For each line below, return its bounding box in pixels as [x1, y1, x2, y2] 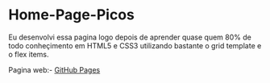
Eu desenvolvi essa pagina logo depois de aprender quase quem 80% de [8, 32, 251, 42]
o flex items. [8, 49, 50, 59]
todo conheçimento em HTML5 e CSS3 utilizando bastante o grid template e [8, 40, 262, 50]
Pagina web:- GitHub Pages [8, 64, 101, 74]
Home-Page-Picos [8, 6, 135, 24]
